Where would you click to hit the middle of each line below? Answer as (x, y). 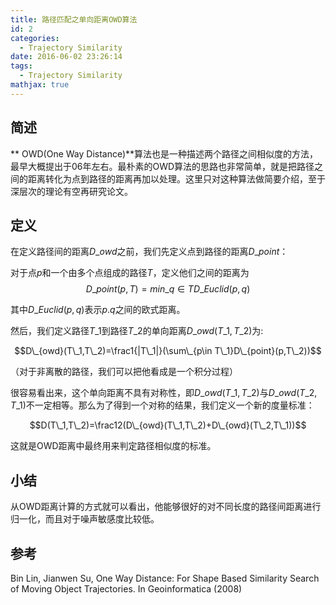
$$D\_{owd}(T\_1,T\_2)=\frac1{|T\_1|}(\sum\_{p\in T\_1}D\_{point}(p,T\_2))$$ (168, 351)
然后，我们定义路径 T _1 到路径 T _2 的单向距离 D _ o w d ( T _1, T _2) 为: (137, 331)
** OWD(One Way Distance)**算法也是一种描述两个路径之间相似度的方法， (164, 153)
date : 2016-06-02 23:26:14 (66, 57)
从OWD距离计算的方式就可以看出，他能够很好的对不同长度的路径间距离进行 (166, 507)
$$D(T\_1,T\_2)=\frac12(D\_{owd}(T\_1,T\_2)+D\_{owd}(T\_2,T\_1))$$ (168, 425)
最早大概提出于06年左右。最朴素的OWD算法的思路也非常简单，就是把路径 (162, 166)
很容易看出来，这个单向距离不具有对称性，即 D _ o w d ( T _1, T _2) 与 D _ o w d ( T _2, (164, 393)
